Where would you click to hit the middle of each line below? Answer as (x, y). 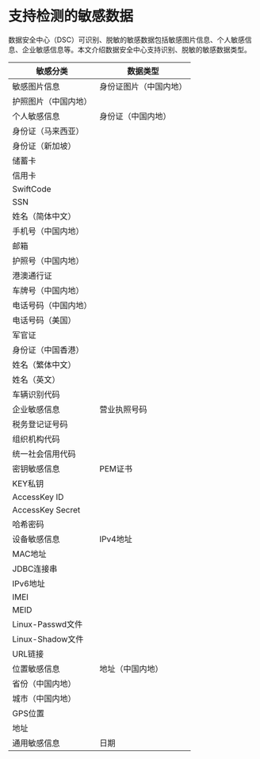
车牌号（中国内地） (48, 290)
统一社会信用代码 (44, 454)
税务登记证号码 (40, 424)
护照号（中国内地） (48, 261)
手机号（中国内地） (48, 231)
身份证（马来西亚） (48, 131)
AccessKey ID (38, 497)
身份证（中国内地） (136, 116)
